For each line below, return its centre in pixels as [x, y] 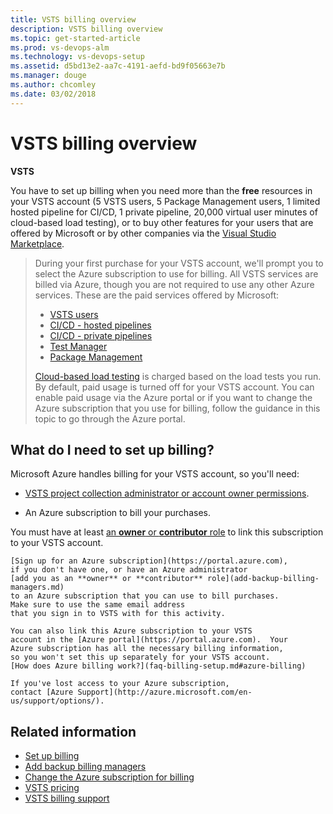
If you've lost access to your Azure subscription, [120, 684]
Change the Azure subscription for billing [109, 777]
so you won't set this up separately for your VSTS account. [140, 657]
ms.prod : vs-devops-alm [60, 47]
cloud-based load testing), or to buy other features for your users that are [162, 222]
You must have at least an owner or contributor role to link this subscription [167, 532]
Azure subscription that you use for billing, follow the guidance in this [177, 408]
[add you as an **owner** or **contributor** [106, 579]
